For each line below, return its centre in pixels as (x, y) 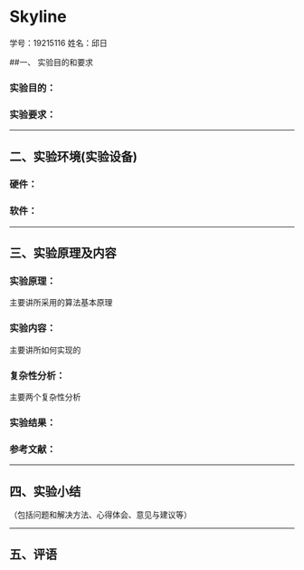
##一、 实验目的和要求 (51, 62)
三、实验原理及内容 (63, 253)
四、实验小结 (45, 491)
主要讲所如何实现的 (45, 350)
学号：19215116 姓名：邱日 (58, 43)
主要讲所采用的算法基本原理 (61, 303)
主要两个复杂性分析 (45, 397)
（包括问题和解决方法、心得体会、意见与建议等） (100, 515)
